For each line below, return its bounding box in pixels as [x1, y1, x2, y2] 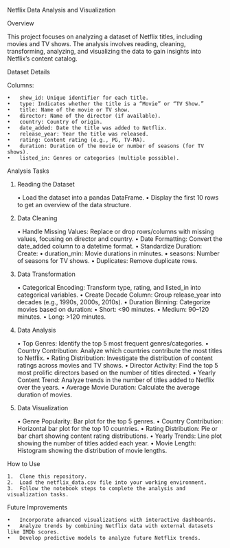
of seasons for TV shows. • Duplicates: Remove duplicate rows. [16, 257, 198, 264]
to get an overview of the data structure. [16, 201, 132, 209]
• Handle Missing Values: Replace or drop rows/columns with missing [16, 227, 214, 235]
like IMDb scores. [7, 529, 60, 536]
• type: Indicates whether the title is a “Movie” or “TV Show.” [7, 101, 205, 107]
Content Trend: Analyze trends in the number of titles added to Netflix [16, 376, 215, 384]
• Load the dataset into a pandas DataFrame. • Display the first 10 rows [16, 193, 219, 202]
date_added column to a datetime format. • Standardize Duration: [16, 242, 203, 250]
